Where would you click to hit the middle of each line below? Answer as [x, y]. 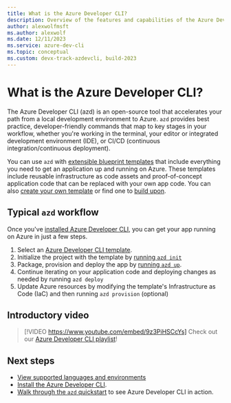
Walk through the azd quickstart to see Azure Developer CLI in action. [115, 392]
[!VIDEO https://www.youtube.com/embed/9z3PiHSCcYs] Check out [121, 332]
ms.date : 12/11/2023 [37, 39]
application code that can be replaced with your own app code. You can [109, 183]
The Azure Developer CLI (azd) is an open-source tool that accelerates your [114, 112]
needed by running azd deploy [60, 279]
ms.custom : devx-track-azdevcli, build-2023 [72, 59]
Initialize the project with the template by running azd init [99, 257]
